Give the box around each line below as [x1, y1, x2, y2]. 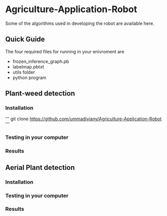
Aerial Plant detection [5, 163, 75, 172]
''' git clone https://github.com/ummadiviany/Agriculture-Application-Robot [5, 116, 162, 122]
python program [12, 75, 47, 81]
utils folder [12, 69, 35, 75]
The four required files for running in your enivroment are [5, 48, 124, 54]
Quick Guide [5, 35, 45, 44]
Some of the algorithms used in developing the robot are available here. [5, 20, 154, 26]
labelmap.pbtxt [12, 63, 45, 69]
